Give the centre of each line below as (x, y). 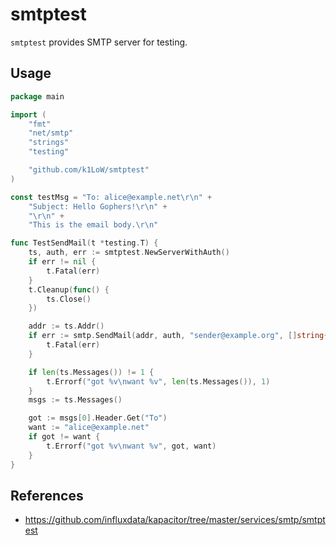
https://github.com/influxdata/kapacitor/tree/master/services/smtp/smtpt (175, 520)
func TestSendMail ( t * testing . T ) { (84, 243)
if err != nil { (62, 262)
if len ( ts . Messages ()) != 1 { (91, 372)
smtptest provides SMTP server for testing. (99, 42)
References (47, 495)
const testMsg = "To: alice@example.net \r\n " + (111, 197)
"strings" (49, 143)
